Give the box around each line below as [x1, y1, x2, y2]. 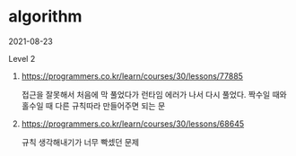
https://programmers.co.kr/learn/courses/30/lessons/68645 [21, 118, 244, 129]
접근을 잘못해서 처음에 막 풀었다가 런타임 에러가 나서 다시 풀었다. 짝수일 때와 [21, 89, 288, 100]
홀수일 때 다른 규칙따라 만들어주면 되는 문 [21, 100, 166, 111]
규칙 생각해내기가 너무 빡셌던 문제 [21, 136, 140, 147]
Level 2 [8, 53, 36, 64]
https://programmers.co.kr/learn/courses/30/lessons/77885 [21, 70, 244, 82]
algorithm [8, 6, 83, 27]
